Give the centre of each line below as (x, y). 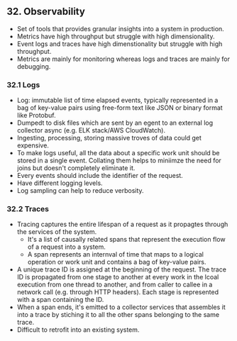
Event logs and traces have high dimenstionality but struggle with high (120, 44)
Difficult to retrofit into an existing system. (78, 330)
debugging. (34, 66)
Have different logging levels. (60, 183)
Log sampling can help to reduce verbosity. (80, 191)
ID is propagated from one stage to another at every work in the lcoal (118, 277)
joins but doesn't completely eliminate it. (76, 168)
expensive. (33, 145)
